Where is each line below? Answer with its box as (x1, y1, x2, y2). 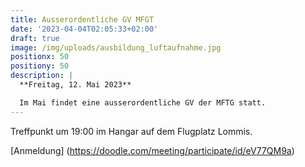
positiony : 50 (10, 61, 70, 71)
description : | (10, 71, 74, 81)
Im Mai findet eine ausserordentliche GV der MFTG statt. (19, 97, 267, 108)
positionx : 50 (10, 52, 70, 62)
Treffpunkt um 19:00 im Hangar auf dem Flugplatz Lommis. (10, 125, 253, 137)
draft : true (10, 33, 60, 43)
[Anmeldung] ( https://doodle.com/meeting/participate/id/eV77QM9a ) (10, 144, 295, 156)
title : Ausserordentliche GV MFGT (10, 14, 155, 25)
